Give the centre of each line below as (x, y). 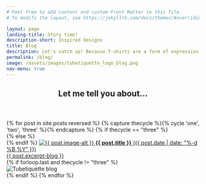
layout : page (23, 29)
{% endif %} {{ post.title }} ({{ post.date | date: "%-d (102, 142)
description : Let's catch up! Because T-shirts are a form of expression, (104, 52)
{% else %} (21, 136)
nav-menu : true (26, 69)
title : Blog (21, 46)
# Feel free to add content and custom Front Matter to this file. (94, 12)
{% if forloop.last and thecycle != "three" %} (62, 162)
